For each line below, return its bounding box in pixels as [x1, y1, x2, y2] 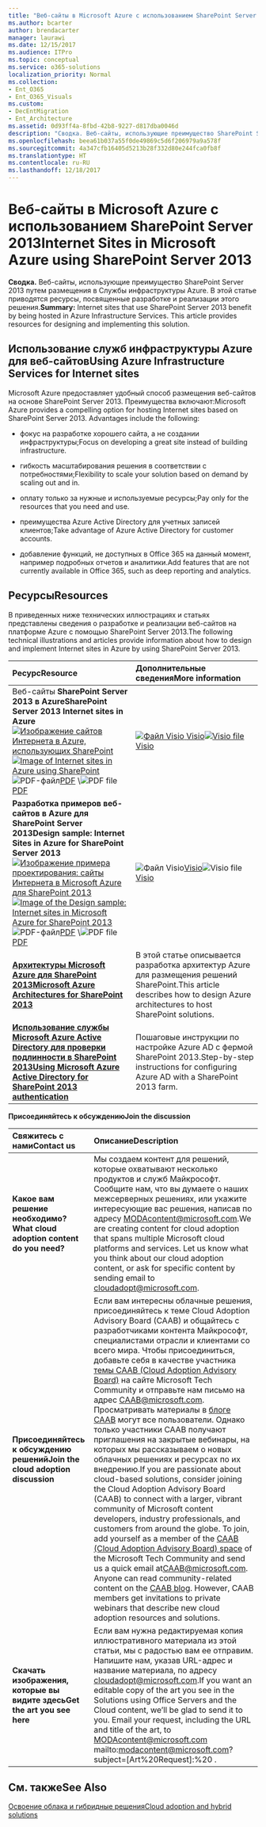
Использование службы [12, 1022, 109, 1033]
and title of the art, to [93, 1724, 172, 1735]
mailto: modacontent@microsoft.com [93, 1744, 230, 1755]
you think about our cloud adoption [93, 1252, 224, 1263]
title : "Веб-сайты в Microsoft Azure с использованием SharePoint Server [8, 11, 257, 20]
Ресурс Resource [12, 667, 78, 678]
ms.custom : [8, 100, 44, 108]
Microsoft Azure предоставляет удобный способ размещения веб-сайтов [8, 388, 256, 397]
